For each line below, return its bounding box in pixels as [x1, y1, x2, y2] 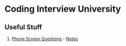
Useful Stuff [4, 23, 42, 31]
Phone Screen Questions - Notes [11, 36, 79, 42]
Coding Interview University [4, 3, 121, 15]
